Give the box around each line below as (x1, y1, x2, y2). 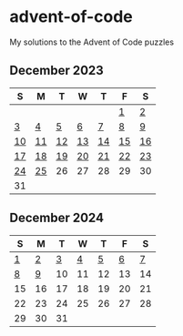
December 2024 (9, 210, 105, 226)
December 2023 (9, 63, 105, 78)
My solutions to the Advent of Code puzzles (9, 36, 175, 47)
